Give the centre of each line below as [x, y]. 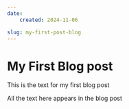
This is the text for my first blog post [58, 85]
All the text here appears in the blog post [64, 98]
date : [15, 13]
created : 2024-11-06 [49, 20]
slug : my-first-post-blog [44, 32]
